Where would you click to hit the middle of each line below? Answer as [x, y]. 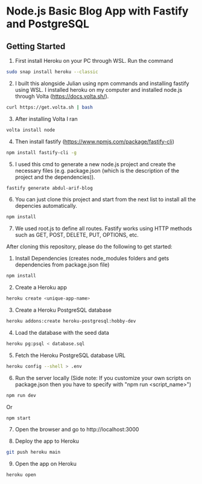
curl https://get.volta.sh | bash [50, 107]
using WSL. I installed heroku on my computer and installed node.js [99, 89]
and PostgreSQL [48, 24]
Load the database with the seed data [62, 332]
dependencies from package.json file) [62, 265]
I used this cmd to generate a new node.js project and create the [95, 164]
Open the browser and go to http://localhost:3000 [77, 430]
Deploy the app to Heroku [47, 441]
